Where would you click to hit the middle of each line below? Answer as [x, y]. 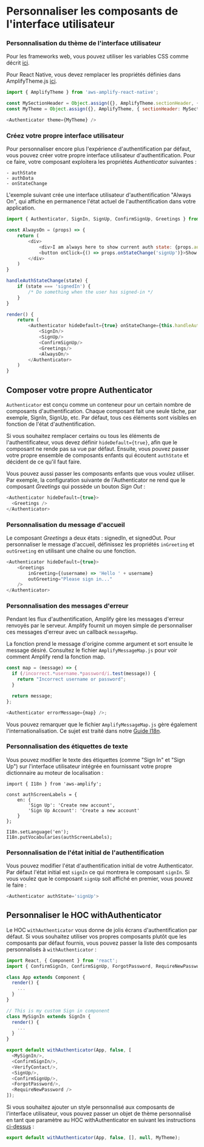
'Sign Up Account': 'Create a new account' [84, 810]
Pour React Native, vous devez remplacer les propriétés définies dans [93, 75]
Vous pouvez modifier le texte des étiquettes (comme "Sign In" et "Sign [96, 760]
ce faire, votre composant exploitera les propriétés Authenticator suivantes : [101, 162]
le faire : [16, 885]
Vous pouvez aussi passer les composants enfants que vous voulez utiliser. [101, 473]
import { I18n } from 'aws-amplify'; [54, 784]
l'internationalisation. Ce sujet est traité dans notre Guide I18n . [84, 731]
